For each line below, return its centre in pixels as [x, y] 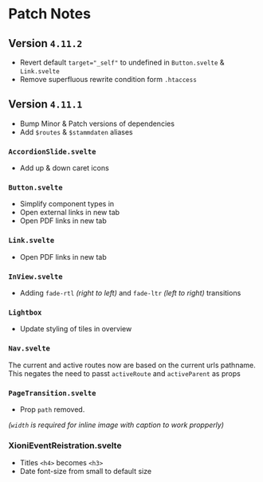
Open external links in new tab [70, 213]
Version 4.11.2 [45, 43]
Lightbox [25, 312]
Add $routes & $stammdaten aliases [76, 131]
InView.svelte [35, 276]
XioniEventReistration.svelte [65, 445]
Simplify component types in [67, 204]
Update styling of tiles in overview [76, 329]
